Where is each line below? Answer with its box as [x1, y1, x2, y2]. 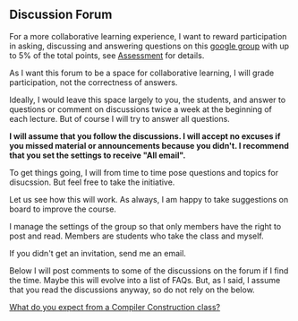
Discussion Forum [9, 7, 113, 22]
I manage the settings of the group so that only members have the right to [9, 221, 282, 231]
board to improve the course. [9, 204, 116, 214]
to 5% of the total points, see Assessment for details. [9, 49, 205, 61]
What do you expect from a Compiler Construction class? [9, 301, 221, 312]
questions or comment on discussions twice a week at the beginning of [9, 103, 273, 115]
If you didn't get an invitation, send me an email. [9, 247, 186, 258]
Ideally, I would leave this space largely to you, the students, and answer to [9, 94, 286, 105]
